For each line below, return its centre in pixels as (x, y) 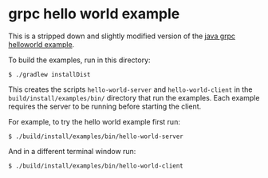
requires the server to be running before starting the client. (105, 106)
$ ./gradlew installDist (49, 74)
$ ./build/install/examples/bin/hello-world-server (96, 136)
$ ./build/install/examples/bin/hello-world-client (96, 166)
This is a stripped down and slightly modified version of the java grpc (122, 36)
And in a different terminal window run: (72, 151)
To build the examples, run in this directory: (79, 60)
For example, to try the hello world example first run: (95, 121)
